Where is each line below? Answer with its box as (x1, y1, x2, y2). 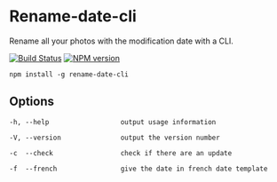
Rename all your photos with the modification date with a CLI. (9, 36, 233, 46)
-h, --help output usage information (9, 117, 217, 126)
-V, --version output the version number (9, 133, 220, 142)
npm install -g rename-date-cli (9, 69, 129, 79)
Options (9, 94, 55, 109)
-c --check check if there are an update (9, 148, 233, 157)
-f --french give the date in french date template (9, 164, 268, 173)
